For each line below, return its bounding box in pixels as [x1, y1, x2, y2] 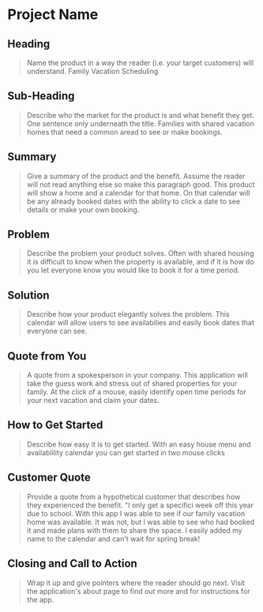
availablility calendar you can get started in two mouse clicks [26, 447, 226, 457]
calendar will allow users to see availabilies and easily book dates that [26, 318, 254, 328]
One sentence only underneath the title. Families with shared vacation [26, 119, 254, 128]
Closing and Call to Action [7, 557, 137, 571]
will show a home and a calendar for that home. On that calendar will [26, 188, 250, 197]
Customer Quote [7, 471, 92, 485]
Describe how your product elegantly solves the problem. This [26, 310, 230, 319]
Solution [7, 288, 50, 302]
